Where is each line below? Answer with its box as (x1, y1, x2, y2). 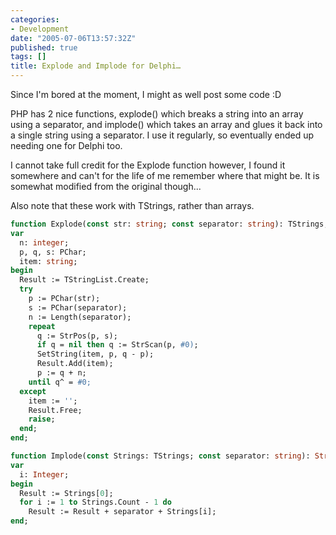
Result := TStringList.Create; (19, 275, 150, 285)
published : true (10, 42, 78, 53)
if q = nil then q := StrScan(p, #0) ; (36, 340, 199, 350)
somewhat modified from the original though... (10, 181, 202, 192)
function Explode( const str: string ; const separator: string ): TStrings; (10, 219, 329, 229)
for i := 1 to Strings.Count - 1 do (19, 497, 172, 508)
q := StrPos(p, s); (36, 331, 118, 341)
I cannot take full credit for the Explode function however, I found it (10, 159, 286, 171)
